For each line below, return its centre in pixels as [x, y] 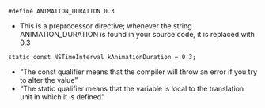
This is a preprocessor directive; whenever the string [106, 26]
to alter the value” [49, 80]
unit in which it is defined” [62, 97]
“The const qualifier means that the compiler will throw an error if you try [138, 72]
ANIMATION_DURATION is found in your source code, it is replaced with [137, 34]
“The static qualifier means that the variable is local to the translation [132, 88]
